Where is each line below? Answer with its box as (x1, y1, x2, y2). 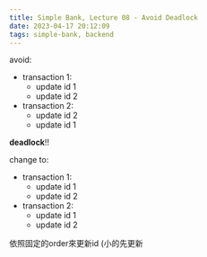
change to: (9, 155, 49, 165)
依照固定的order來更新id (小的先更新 (9, 238, 143, 249)
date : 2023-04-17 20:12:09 (9, 22, 110, 31)
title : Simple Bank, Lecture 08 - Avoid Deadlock (9, 13, 199, 22)
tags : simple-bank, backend (9, 30, 115, 39)
